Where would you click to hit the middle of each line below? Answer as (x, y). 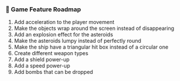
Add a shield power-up (42, 60)
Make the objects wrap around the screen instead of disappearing (94, 28)
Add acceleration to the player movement (64, 22)
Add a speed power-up (42, 66)
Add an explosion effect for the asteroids (64, 35)
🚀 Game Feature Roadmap (43, 9)
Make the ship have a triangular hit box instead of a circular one (91, 47)
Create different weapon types (51, 53)
